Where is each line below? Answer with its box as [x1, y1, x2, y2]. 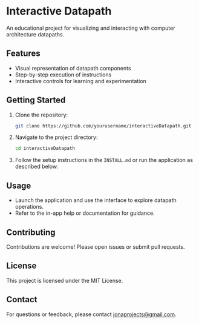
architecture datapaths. [6, 30, 65, 38]
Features [6, 49, 41, 59]
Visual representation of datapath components [15, 64, 131, 72]
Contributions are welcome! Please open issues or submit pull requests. [6, 243, 185, 250]
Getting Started [6, 95, 66, 106]
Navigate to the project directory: [15, 133, 98, 141]
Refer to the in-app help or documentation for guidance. [15, 209, 155, 217]
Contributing [6, 227, 56, 237]
